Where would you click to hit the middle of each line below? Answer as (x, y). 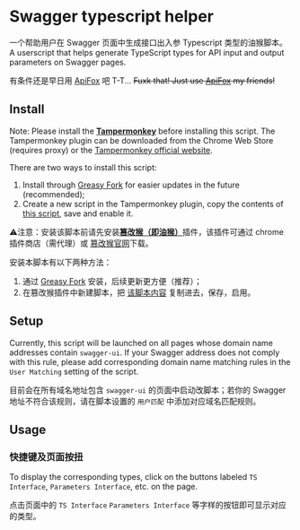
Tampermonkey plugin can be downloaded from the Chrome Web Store (141, 140)
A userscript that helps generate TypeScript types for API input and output (147, 52)
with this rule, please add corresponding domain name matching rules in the (150, 361)
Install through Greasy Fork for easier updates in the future (131, 185)
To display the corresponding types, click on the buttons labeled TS (133, 477)
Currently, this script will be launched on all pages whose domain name (141, 343)
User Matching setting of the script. (74, 371)
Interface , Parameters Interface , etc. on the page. (104, 487)
